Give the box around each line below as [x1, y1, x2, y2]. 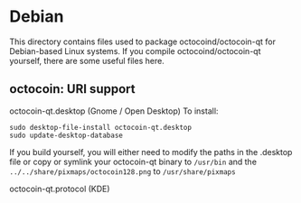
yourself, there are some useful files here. [9, 55, 165, 66]
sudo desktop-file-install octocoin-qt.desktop [9, 123, 193, 132]
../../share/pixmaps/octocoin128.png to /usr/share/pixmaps [9, 165, 237, 177]
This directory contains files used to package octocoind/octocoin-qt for [9, 36, 277, 47]
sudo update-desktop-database [9, 131, 124, 140]
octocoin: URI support [9, 81, 136, 97]
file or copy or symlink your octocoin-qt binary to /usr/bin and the [9, 156, 258, 167]
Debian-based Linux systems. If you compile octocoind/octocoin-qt [9, 45, 261, 56]
